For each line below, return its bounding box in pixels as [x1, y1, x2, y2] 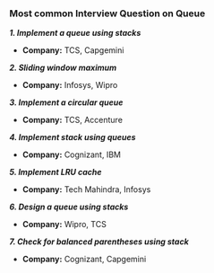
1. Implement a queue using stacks [9, 28, 141, 39]
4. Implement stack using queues [9, 132, 136, 143]
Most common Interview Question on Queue [9, 7, 206, 20]
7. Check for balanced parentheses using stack [9, 236, 190, 247]
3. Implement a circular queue [9, 97, 124, 108]
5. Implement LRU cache [9, 167, 102, 178]
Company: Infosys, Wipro [21, 80, 118, 91]
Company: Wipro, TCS [21, 219, 107, 230]
